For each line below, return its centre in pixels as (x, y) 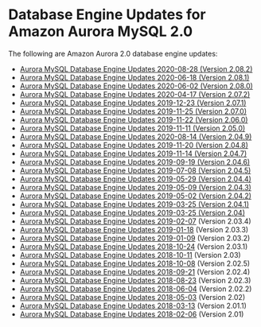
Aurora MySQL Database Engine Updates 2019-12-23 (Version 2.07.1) (133, 103)
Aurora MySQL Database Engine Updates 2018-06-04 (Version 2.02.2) (136, 289)
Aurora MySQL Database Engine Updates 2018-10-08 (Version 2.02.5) (135, 263)
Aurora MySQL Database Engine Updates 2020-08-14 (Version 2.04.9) (136, 136)
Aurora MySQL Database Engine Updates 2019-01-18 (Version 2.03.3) (134, 229)
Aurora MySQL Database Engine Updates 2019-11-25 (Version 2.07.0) (133, 111)
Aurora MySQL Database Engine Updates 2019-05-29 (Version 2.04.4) (136, 179)
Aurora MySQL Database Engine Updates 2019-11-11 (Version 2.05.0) (132, 128)
